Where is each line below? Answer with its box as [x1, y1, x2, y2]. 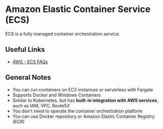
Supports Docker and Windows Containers [12, 92, 101, 98]
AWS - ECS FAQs [12, 59, 48, 65]
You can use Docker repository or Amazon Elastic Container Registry [12, 113, 155, 119]
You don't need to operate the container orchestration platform [12, 108, 143, 114]
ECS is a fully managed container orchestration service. [5, 31, 120, 37]
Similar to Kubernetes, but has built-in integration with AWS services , [12, 97, 159, 103]
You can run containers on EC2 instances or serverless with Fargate [12, 86, 153, 92]
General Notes [5, 73, 51, 82]
